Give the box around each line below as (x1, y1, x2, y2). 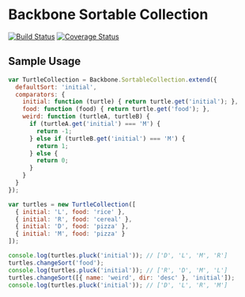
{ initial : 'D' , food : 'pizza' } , (15, 223, 129, 230)
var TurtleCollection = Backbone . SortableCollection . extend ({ (8, 75, 217, 84)
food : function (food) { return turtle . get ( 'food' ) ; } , (22, 105, 211, 113)
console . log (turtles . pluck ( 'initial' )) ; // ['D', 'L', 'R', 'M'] (8, 281, 228, 289)
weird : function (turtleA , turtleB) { (22, 112, 150, 120)
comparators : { (15, 90, 66, 98)
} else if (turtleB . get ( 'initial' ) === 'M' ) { (28, 135, 186, 143)
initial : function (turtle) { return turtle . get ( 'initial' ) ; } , (22, 97, 239, 106)
